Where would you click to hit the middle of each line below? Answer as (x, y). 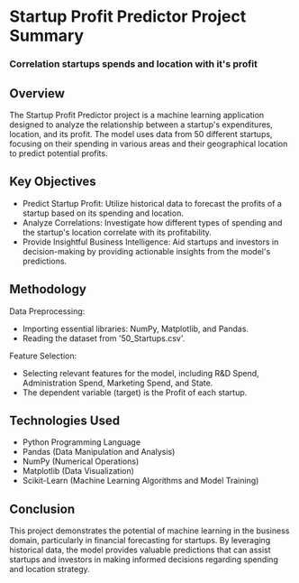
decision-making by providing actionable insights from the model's (146, 251)
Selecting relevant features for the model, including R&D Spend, (140, 373)
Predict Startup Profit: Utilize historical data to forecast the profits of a (152, 203)
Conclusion (42, 509)
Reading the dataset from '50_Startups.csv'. (104, 338)
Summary (46, 36)
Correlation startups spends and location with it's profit (134, 64)
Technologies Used (64, 420)
